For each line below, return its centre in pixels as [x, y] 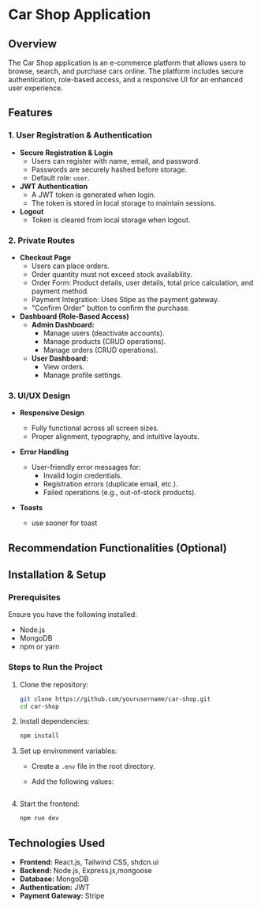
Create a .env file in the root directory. [93, 766]
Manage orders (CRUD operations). [101, 350]
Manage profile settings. [83, 375]
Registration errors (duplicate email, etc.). [111, 484]
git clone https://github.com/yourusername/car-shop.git [115, 699]
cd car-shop [39, 706]
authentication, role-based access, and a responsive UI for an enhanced [125, 79]
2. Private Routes [42, 240]
